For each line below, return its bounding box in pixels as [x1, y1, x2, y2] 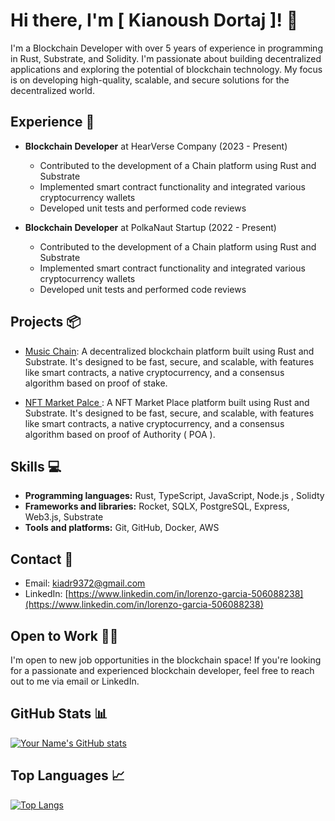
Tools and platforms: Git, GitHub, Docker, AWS [24, 522, 220, 534]
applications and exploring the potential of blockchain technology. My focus [10, 63, 323, 75]
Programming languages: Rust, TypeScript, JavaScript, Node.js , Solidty [24, 490, 325, 502]
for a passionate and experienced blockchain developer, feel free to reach [10, 665, 315, 676]
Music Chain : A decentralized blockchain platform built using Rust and [24, 345, 315, 357]
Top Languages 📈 [10, 767, 125, 784]
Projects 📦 [10, 314, 82, 331]
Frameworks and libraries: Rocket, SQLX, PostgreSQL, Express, [24, 500, 290, 513]
